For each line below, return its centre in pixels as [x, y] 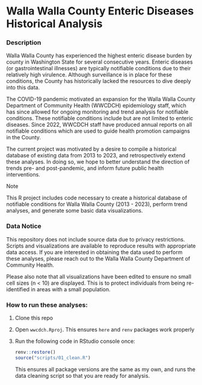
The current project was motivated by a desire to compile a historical [91, 149]
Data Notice [24, 226]
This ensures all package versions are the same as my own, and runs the [105, 369]
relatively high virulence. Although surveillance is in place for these [89, 75]
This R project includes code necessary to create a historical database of [97, 198]
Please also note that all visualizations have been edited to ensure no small [99, 276]
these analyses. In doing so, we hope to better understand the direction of [98, 162]
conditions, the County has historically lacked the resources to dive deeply [99, 81]
